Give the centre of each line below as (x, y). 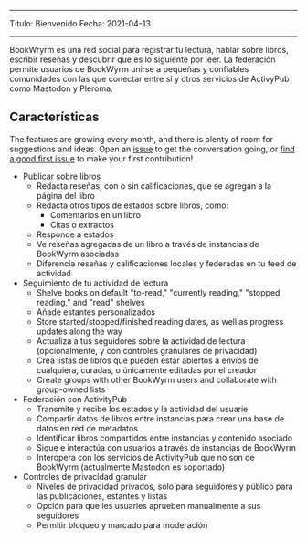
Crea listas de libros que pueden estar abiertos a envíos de (147, 360)
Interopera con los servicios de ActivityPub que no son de (145, 457)
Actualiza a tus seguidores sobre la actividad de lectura (141, 341)
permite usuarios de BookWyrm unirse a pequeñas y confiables (129, 69)
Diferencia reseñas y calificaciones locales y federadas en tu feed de (166, 263)
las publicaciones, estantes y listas (102, 496)
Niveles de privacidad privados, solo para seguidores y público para (165, 486)
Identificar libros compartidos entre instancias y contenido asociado (164, 438)
